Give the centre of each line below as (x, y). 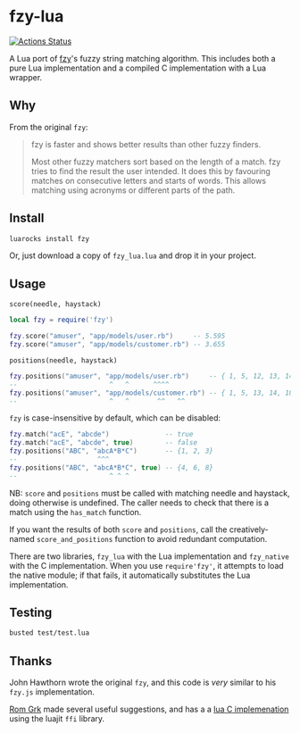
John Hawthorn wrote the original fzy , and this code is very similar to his (143, 683)
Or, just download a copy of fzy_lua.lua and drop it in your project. (133, 255)
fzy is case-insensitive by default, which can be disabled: (115, 418)
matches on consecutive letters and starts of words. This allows (148, 180)
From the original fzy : (49, 127)
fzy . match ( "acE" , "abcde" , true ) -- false (104, 443)
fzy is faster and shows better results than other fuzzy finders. (146, 144)
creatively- (249, 529)
